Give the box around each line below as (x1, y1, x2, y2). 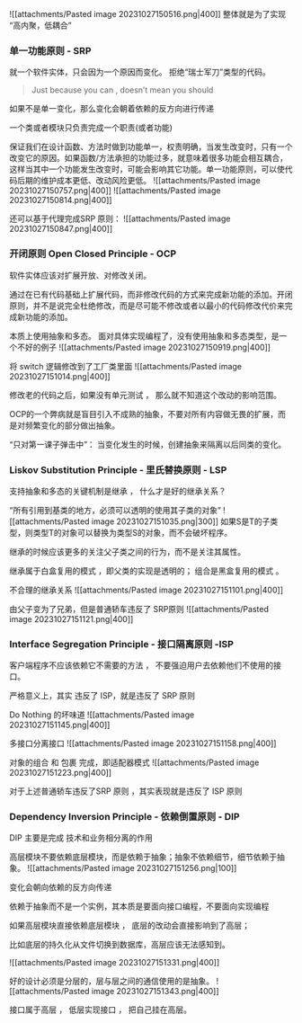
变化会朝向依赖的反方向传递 (9, 882, 112, 893)
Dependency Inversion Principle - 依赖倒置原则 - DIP (9, 811, 240, 823)
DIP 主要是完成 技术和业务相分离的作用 (9, 832, 153, 843)
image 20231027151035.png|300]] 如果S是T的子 (91, 516, 271, 527)
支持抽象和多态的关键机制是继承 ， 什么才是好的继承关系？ (9, 485, 226, 496)
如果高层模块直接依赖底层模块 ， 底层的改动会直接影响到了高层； (9, 921, 250, 931)
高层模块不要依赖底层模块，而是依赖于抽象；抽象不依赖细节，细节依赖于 (9, 851, 277, 862)
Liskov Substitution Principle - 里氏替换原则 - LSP (9, 463, 227, 476)
